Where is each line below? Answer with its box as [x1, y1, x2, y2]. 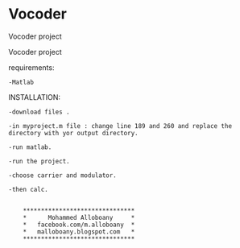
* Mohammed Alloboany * [23, 213, 135, 221]
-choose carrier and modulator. [8, 171, 117, 180]
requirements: [8, 62, 55, 72]
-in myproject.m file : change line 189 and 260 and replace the [8, 122, 232, 130]
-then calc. [8, 185, 48, 193]
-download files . [8, 108, 70, 116]
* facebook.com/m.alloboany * [23, 221, 135, 229]
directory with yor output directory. [8, 129, 139, 137]
